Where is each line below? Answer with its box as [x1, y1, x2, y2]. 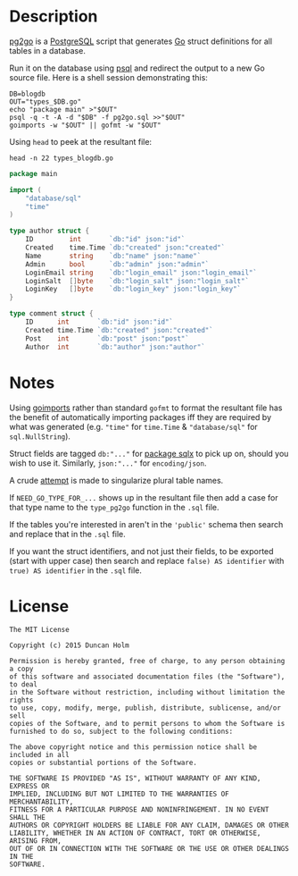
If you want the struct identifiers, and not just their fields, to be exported [9, 545, 274, 556]
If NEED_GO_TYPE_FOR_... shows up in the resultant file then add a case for [9, 492, 278, 502]
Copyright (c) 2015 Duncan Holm [9, 641, 129, 650]
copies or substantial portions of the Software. [9, 758, 198, 768]
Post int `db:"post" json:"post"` [25, 333, 190, 343]
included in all [9, 751, 70, 760]
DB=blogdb [9, 89, 46, 98]
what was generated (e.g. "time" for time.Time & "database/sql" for [9, 421, 259, 432]
